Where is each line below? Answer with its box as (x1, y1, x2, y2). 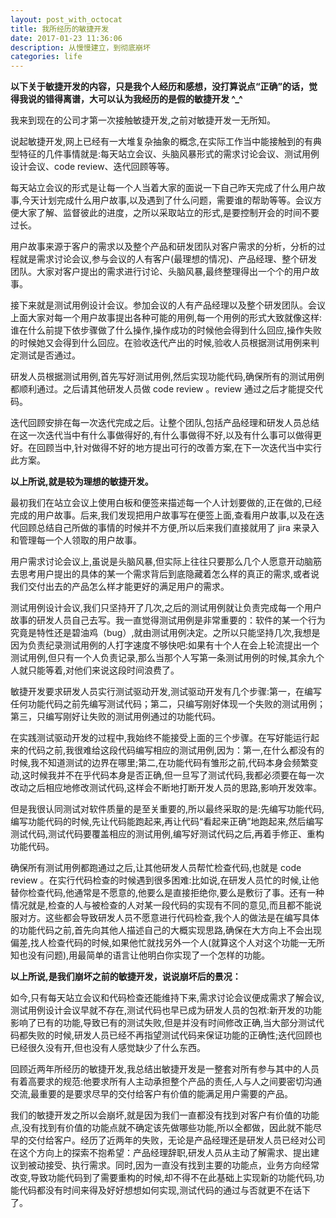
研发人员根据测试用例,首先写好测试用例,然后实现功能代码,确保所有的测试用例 (10, 371, 325, 383)
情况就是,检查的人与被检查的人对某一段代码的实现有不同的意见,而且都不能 (10, 899, 314, 911)
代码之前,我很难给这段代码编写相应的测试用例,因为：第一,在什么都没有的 (27, 744, 325, 756)
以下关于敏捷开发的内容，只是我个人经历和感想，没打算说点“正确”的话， (10, 81, 310, 93)
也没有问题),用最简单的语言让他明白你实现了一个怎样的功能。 (18, 949, 271, 961)
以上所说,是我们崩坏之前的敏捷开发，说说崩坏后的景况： (10, 971, 242, 983)
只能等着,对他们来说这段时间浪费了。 (27, 664, 180, 676)
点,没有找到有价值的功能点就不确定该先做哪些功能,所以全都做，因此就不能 (10, 1122, 314, 1134)
